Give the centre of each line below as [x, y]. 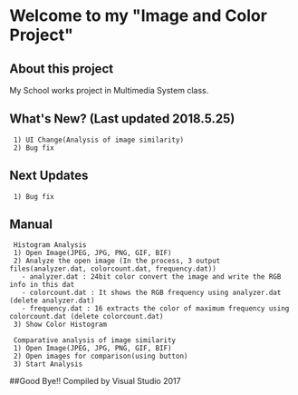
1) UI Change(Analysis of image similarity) [98, 140]
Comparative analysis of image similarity [95, 341]
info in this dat [42, 285]
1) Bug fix [34, 196]
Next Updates [49, 176]
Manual [31, 225]
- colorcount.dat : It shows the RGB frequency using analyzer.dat [151, 293]
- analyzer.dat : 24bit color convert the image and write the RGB [151, 277]
